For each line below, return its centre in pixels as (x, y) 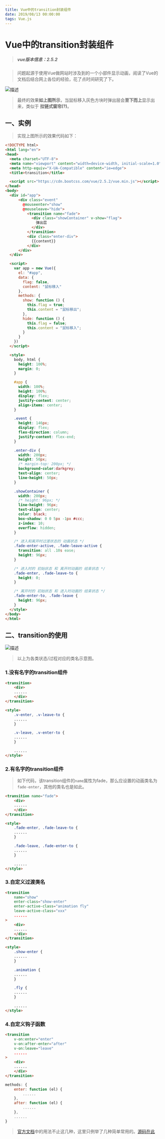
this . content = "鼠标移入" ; (54, 328)
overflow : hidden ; (37, 528)
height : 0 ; (29, 578)
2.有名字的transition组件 (34, 769)
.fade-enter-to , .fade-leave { (46, 596)
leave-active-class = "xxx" (41, 911)
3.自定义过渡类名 (25, 882)
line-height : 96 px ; (38, 505)
